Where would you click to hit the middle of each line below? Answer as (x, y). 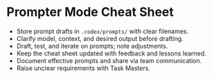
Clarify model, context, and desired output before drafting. (100, 38)
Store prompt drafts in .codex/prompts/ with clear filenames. (102, 31)
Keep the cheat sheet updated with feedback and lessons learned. (111, 53)
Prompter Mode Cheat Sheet (90, 12)
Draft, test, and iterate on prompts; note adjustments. (92, 46)
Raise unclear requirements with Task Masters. (83, 68)
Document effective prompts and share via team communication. (109, 60)
